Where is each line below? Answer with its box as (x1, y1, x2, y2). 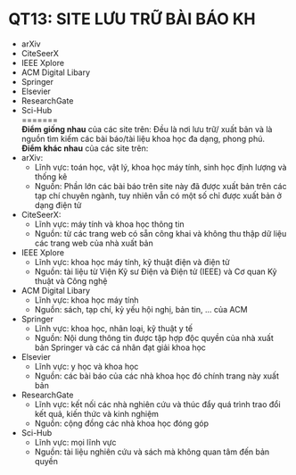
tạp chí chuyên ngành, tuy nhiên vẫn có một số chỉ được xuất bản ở (34, 190, 283, 201)
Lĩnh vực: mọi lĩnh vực (34, 437, 117, 447)
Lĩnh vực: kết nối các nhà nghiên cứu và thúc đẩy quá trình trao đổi (34, 398, 282, 410)
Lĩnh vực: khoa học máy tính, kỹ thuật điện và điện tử (34, 256, 230, 267)
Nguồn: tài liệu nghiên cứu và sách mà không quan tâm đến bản (34, 446, 270, 457)
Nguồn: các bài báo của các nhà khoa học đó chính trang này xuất (34, 371, 280, 381)
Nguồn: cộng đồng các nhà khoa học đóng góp (34, 418, 210, 429)
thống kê (34, 171, 68, 182)
